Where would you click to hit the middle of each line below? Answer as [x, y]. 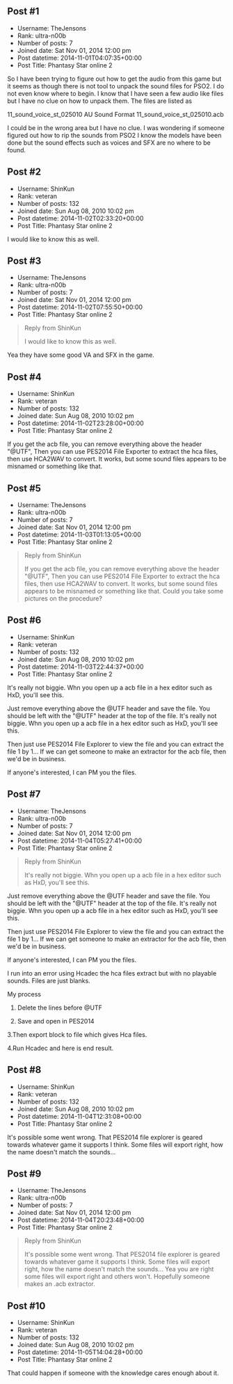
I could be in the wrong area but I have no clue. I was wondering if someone [116, 127]
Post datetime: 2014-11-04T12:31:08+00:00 [79, 1116]
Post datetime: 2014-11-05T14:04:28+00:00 [80, 1352]
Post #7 [24, 794]
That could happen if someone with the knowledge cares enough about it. [113, 1373]
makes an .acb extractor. [59, 1284]
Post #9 [24, 1174]
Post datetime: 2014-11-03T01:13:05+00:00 [79, 534]
